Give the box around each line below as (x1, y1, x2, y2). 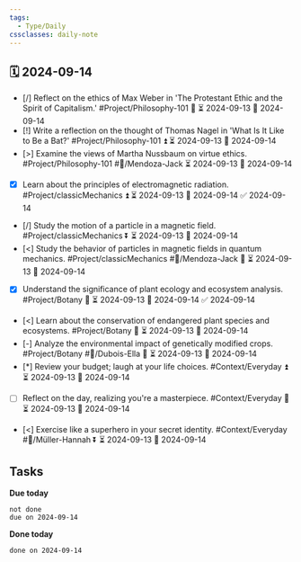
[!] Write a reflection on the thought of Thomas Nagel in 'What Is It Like (22, 125, 285, 136)
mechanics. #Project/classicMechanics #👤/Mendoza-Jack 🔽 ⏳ (22, 254, 254, 264)
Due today (9, 487, 49, 499)
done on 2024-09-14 (9, 546, 83, 556)
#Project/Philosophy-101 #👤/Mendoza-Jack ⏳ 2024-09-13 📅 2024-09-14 (22, 158, 293, 169)
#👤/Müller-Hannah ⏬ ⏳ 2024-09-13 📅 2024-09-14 (22, 434, 207, 445)
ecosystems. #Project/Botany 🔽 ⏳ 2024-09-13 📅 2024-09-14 (22, 326, 249, 336)
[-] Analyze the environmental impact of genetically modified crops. (22, 338, 274, 349)
